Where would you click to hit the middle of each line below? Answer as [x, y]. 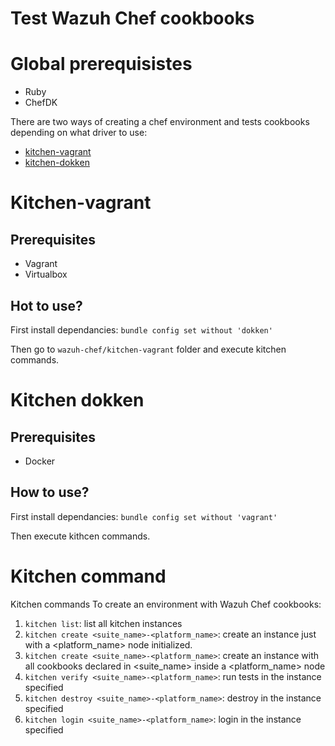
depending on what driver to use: [79, 133]
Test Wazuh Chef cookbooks [132, 18]
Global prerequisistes [101, 64]
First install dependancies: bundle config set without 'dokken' [141, 329]
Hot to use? [46, 305]
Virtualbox [46, 274]
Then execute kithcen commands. [80, 536]
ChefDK [41, 103]
